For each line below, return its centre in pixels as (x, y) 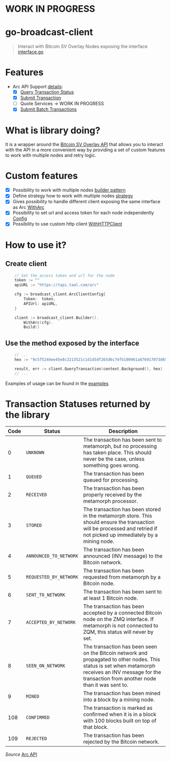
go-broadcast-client (49, 32)
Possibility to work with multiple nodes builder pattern (69, 190)
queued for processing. (111, 480)
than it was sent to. (106, 685)
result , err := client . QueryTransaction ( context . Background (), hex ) (89, 369)
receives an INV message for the (122, 672)
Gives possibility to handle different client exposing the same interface (87, 202)
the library (27, 415)
